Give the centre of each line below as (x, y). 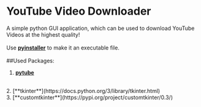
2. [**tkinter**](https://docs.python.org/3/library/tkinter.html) (83, 90)
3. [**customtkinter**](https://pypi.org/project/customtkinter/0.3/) (90, 97)
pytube (25, 72)
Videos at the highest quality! (43, 34)
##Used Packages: (30, 61)
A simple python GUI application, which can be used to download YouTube (100, 28)
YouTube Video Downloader (79, 11)
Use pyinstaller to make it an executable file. (63, 48)
